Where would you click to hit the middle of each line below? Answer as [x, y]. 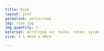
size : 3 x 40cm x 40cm [28, 37]
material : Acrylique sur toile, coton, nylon [52, 32]
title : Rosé [17, 9]
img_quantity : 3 [21, 28]
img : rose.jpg [20, 23]
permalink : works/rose [28, 18]
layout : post [18, 14]
